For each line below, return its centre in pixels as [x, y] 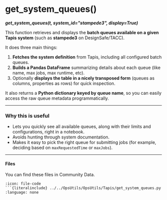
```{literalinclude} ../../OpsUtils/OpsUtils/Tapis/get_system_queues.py [83, 188]
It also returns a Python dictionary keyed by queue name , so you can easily [83, 93]
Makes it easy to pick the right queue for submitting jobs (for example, [84, 142]
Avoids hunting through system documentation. [61, 137]
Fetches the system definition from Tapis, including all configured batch [87, 57]
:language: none [22, 193]
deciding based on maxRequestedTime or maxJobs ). [62, 148]
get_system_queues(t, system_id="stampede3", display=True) [72, 23]
